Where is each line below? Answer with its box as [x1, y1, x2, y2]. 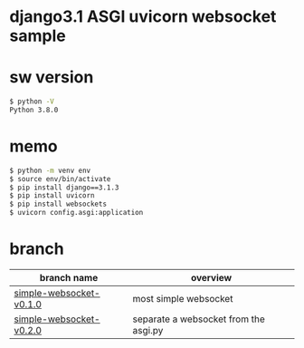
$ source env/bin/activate [9, 174, 111, 183]
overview [190, 272, 233, 284]
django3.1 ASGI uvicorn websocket [9, 6, 277, 27]
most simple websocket [132, 293, 233, 304]
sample [9, 25, 66, 46]
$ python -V [9, 97, 54, 106]
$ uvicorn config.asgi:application [9, 208, 144, 217]
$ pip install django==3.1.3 [9, 183, 119, 192]
